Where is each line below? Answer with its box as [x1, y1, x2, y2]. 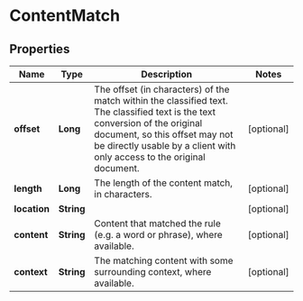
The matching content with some [94, 254, 234, 267]
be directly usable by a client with [94, 140, 236, 151]
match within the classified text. [94, 95, 228, 106]
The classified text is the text [94, 105, 216, 118]
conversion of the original [94, 117, 203, 129]
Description [141, 68, 192, 80]
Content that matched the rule [94, 217, 221, 230]
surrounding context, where [94, 266, 212, 278]
